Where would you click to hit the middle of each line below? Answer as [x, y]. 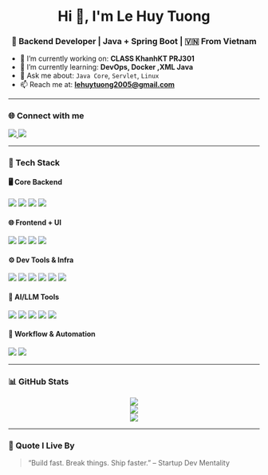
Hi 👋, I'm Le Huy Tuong [134, 16]
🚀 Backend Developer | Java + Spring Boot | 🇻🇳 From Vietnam [134, 42]
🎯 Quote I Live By [41, 445]
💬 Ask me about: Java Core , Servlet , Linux [89, 76]
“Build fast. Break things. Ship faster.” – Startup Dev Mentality [128, 463]
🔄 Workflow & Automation [52, 334]
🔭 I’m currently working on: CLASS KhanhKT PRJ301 [107, 58]
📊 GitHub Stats [39, 381]
